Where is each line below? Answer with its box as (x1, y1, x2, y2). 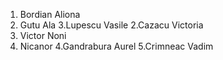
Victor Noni (19, 30, 67, 41)
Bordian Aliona (19, 9, 81, 20)
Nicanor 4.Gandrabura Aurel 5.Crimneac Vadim (19, 40, 214, 52)
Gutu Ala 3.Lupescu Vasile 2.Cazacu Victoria (19, 19, 204, 31)
